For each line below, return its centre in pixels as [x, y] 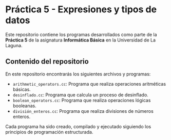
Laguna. [14, 45]
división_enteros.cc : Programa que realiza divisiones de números [83, 111]
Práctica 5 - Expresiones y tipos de [81, 9]
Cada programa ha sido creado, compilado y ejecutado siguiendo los [78, 126]
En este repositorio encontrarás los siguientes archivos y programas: [78, 74]
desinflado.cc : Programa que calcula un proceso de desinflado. [81, 95]
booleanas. [25, 106]
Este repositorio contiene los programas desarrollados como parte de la [81, 34]
